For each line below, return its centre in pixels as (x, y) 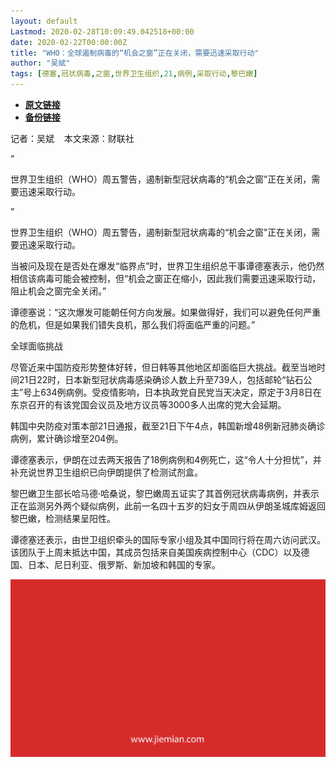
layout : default (44, 21)
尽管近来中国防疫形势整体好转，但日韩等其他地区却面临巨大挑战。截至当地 (163, 367)
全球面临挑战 (36, 346)
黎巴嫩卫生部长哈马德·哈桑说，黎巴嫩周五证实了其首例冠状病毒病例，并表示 (165, 493)
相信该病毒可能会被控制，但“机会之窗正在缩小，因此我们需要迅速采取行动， (166, 278)
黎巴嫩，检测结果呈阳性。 (63, 518)
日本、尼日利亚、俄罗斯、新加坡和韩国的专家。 (124, 564)
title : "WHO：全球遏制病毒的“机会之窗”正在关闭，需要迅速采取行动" (135, 53)
